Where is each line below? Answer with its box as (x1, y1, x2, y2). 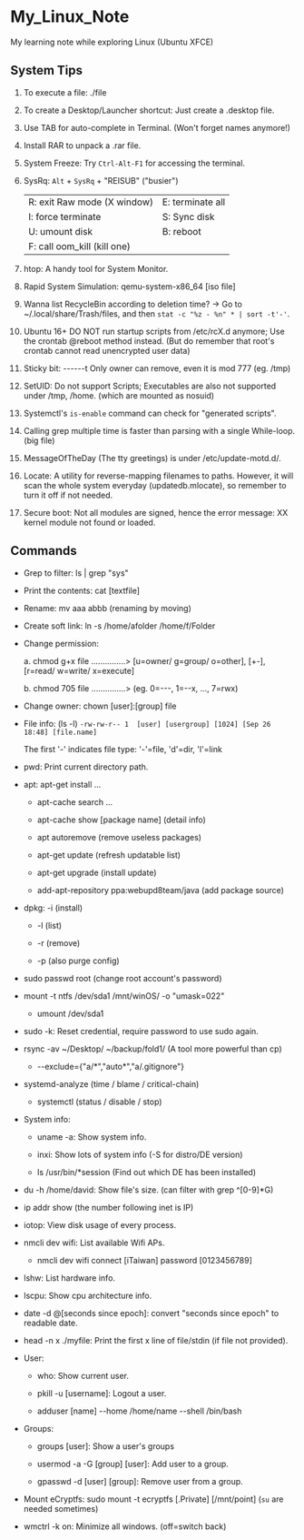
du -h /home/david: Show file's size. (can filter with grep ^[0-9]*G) (23, 1184, 274, 1195)
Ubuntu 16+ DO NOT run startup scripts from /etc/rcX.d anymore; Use (23, 326, 285, 337)
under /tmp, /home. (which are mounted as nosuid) (23, 389, 215, 401)
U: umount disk (27, 225, 93, 237)
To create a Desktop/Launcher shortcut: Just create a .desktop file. (23, 105, 275, 116)
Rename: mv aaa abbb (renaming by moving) (23, 602, 191, 613)
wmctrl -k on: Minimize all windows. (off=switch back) (23, 1521, 227, 1532)
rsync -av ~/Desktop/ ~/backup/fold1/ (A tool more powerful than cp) (23, 1043, 282, 1054)
